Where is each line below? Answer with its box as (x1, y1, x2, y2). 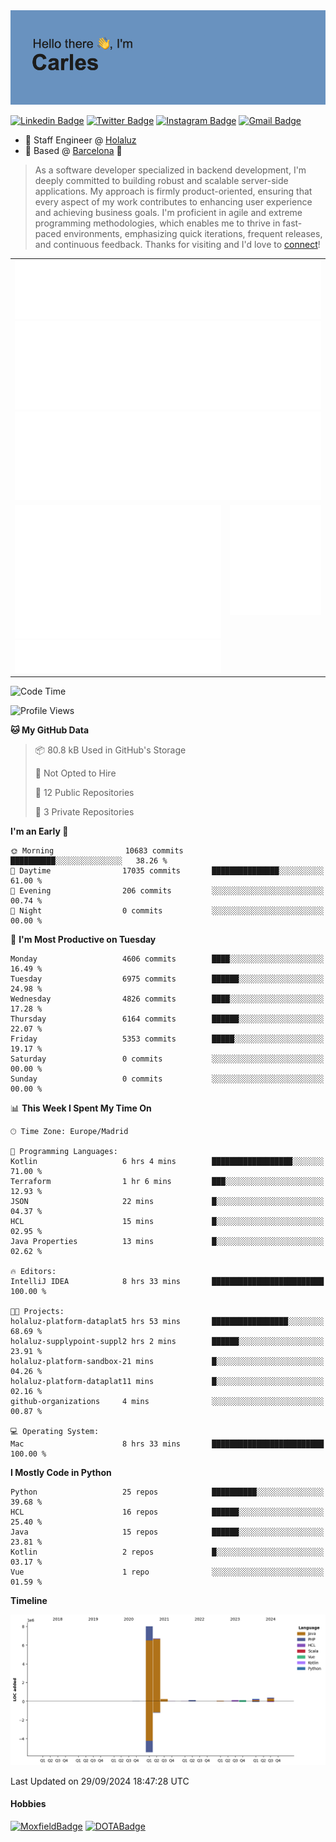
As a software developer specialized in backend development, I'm (34, 164, 307, 176)
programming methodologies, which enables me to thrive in (34, 217, 281, 229)
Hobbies (10, 1798, 47, 1810)
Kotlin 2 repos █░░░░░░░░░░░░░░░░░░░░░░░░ (10, 1547, 325, 1558)
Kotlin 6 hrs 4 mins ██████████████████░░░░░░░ (10, 1157, 325, 1167)
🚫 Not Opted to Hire (34, 767, 117, 779)
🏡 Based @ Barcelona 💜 (24, 145, 123, 157)
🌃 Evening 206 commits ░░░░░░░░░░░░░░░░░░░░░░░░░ (10, 886, 325, 896)
